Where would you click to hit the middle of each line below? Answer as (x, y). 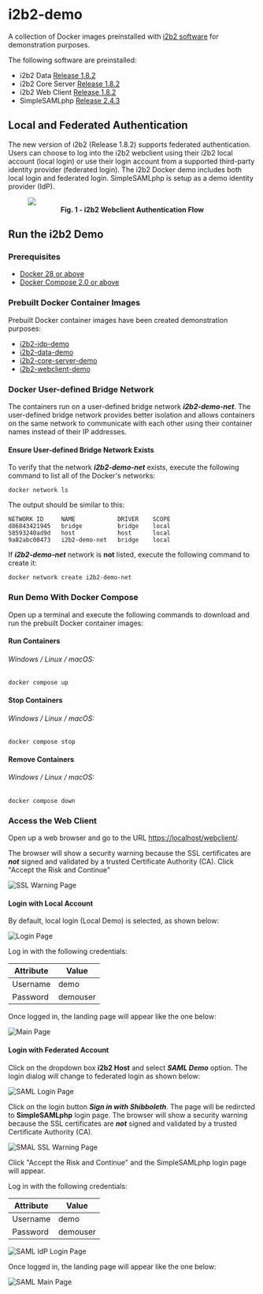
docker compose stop (42, 742)
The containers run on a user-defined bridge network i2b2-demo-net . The (130, 407)
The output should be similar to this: (67, 505)
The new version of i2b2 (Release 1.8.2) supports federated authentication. (130, 144)
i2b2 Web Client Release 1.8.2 (68, 92)
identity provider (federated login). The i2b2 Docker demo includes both (125, 169)
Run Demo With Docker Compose (74, 598)
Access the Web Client (52, 820)
